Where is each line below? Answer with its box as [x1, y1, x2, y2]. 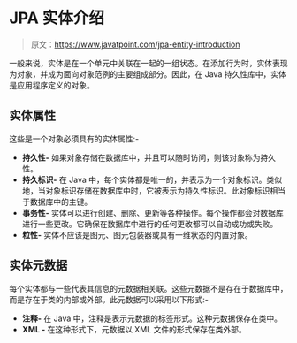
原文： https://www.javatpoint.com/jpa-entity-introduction [30, 39, 240, 50]
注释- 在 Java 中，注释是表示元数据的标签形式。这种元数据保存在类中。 [21, 313, 283, 324]
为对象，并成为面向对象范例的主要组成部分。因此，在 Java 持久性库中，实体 [9, 68, 287, 80]
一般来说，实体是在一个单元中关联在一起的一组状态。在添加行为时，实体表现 [9, 57, 288, 68]
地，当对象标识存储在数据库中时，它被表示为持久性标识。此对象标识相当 [21, 185, 286, 195]
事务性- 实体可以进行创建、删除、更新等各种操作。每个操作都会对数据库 [21, 207, 285, 217]
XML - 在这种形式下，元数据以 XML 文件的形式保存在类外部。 [21, 324, 247, 334]
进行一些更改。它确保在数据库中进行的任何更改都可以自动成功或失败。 [21, 218, 278, 229]
